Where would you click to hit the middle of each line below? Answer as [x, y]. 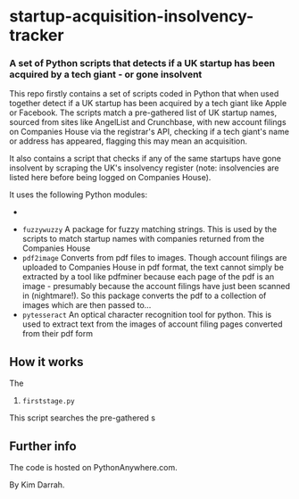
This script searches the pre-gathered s [83, 418]
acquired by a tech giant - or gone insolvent [106, 75]
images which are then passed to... [87, 305]
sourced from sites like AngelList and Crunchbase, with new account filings [148, 122]
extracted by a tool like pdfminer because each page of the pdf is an [148, 277]
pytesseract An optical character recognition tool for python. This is [147, 315]
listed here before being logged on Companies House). [110, 178]
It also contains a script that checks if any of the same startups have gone [145, 159]
